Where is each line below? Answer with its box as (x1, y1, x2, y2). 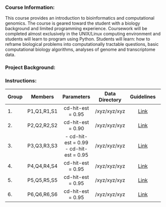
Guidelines (130, 93, 156, 100)
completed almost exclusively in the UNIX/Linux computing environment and (5, 31, 161, 37)
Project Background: (5, 64, 56, 71)
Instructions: (5, 77, 37, 84)
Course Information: (5, 4, 55, 11)
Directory (98, 96, 122, 103)
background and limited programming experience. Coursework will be (5, 26, 147, 32)
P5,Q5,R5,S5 (27, 176, 58, 183)
